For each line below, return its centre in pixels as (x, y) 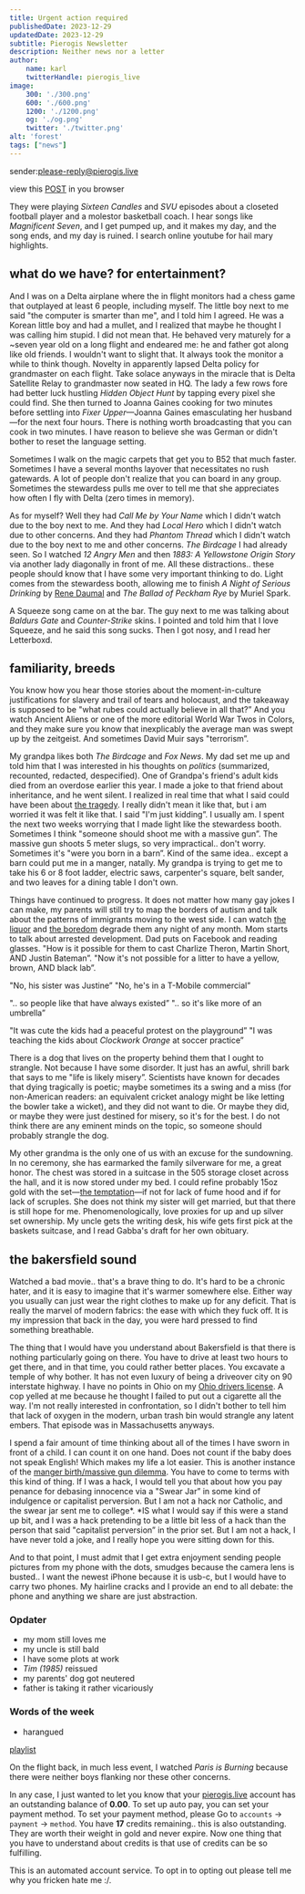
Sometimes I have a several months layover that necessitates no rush (139, 468)
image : (22, 86)
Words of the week (52, 1712)
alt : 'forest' (36, 137)
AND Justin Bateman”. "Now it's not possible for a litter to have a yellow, (144, 958)
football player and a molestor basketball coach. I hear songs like (131, 216)
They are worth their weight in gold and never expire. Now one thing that (146, 1833)
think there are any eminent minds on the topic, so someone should (136, 1126)
